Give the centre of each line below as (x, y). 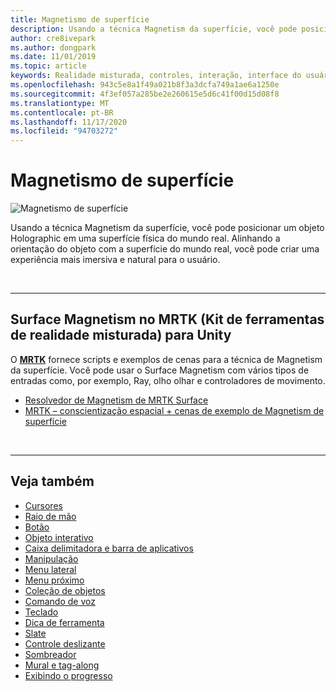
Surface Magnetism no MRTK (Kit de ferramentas (167, 319)
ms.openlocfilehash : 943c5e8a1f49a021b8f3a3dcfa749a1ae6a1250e (145, 85)
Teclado (41, 612)
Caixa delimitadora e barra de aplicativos (109, 548)
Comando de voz (60, 601)
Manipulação (51, 558)
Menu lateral (50, 569)
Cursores (43, 505)
